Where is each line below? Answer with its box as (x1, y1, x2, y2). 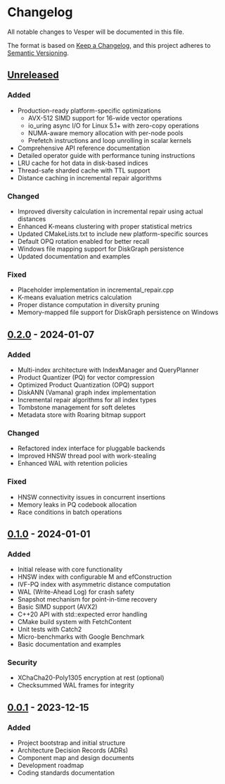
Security (7, 658, 37, 668)
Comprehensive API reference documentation (17, 144, 150, 152)
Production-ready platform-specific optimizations (17, 106, 162, 115)
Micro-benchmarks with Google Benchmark (17, 633, 145, 641)
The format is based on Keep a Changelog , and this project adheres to (7, 41, 211, 49)
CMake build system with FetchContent (17, 618, 132, 626)
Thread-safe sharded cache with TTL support (17, 166, 150, 175)
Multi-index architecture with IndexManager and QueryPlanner (17, 366, 199, 374)
